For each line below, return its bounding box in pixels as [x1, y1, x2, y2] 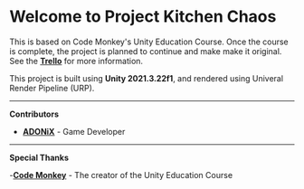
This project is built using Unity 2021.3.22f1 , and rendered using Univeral [9, 72, 283, 83]
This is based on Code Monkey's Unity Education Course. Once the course [9, 36, 290, 47]
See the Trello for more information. [9, 55, 143, 66]
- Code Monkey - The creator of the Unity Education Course [9, 169, 233, 180]
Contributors [9, 109, 60, 119]
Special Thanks [9, 152, 70, 163]
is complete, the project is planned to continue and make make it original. [9, 45, 282, 56]
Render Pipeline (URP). [9, 82, 95, 93]
